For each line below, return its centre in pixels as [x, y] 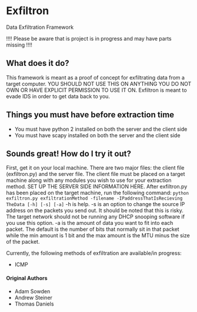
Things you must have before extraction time [90, 115]
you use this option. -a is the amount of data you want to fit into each [90, 223]
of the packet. [23, 242]
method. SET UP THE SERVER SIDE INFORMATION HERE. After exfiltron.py [97, 187]
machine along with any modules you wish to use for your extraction [89, 180]
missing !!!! [19, 45]
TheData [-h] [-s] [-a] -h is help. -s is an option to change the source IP [96, 204]
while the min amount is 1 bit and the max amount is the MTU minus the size [98, 235]
